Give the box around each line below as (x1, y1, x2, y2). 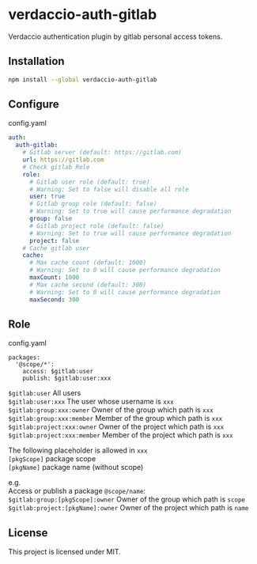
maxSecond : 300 (28, 295, 80, 304)
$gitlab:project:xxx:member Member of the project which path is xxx (8, 430, 233, 440)
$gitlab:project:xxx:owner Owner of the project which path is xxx (8, 422, 225, 432)
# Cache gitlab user (22, 244, 90, 252)
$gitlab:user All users (8, 388, 81, 398)
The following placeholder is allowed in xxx (8, 445, 148, 456)
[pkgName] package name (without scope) (8, 463, 144, 472)
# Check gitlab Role (22, 163, 90, 171)
